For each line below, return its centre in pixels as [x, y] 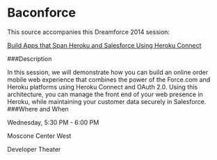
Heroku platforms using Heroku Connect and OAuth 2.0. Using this [103, 87]
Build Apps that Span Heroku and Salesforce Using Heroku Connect [104, 45]
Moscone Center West [39, 136]
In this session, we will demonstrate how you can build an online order [108, 72]
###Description [30, 59]
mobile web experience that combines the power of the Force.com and [109, 79]
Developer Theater [34, 149]
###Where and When [38, 109]
